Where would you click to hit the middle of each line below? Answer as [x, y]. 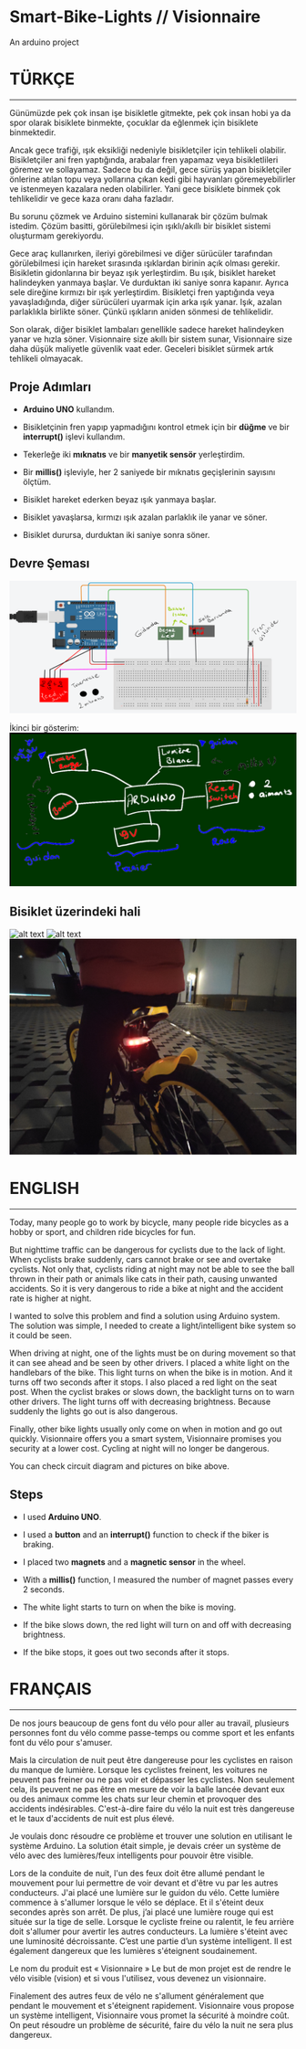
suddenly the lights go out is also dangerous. [94, 1411]
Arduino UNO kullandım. [69, 409]
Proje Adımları [51, 387]
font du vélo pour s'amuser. [61, 1742]
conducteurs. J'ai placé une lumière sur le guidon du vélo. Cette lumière [144, 1892]
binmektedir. [33, 132]
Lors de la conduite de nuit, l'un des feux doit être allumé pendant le [138, 1873]
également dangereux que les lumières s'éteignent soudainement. [133, 1950]
